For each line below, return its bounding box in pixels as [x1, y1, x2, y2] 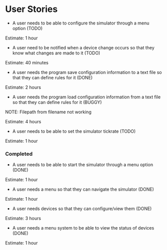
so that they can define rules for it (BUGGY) [12, 99, 102, 105]
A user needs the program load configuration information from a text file [12, 94, 161, 100]
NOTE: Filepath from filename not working [5, 109, 92, 115]
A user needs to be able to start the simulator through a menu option [12, 162, 154, 168]
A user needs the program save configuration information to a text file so [12, 69, 162, 75]
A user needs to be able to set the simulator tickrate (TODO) [12, 128, 136, 134]
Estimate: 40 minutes [5, 59, 49, 65]
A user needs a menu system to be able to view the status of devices [12, 225, 155, 231]
